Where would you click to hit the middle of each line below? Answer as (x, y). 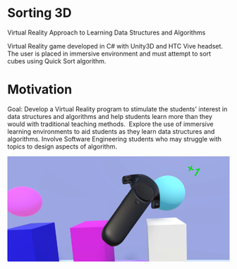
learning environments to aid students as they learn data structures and (111, 131)
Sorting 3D (39, 13)
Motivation (40, 90)
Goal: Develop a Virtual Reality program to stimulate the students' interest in (117, 109)
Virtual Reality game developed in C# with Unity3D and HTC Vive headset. (115, 46)
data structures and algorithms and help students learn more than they (110, 116)
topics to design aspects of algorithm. (62, 146)
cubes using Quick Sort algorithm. (57, 61)
